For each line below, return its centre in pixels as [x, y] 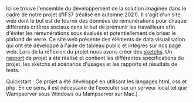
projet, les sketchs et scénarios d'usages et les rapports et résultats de [92, 64]
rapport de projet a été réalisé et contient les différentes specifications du [95, 58]
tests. [13, 70]
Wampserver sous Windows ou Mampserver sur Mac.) [72, 94]
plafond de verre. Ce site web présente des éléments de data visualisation [96, 39]
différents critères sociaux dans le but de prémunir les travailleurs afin [91, 27]
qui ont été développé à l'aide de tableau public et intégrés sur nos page [94, 45]
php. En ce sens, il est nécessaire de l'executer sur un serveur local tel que [97, 88]
